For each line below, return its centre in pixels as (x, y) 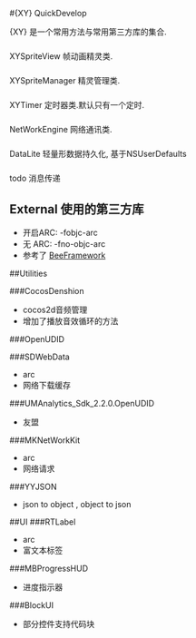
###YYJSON (33, 487)
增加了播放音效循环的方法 (70, 321)
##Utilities (29, 274)
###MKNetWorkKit (45, 440)
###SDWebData (39, 357)
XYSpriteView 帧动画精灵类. (61, 56)
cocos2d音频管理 (55, 310)
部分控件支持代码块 (59, 624)
